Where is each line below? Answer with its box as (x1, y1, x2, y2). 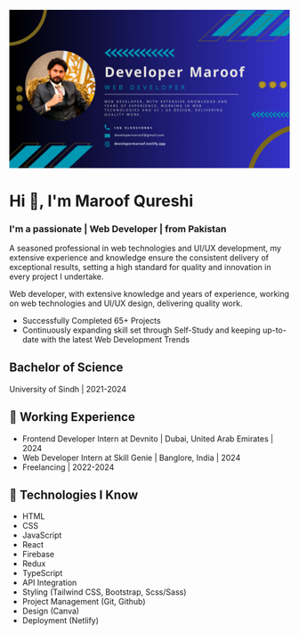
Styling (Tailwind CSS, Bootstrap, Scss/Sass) (21, 587, 187, 597)
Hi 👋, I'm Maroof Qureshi (9, 191, 194, 210)
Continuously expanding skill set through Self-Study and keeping (21, 325, 261, 335)
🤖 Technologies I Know (9, 488, 139, 502)
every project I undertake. (9, 271, 104, 282)
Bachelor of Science (9, 360, 124, 375)
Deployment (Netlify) (21, 615, 100, 626)
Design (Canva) (21, 605, 80, 616)
